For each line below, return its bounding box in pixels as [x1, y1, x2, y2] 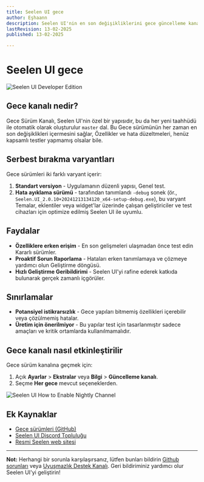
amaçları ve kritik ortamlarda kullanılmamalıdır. [15, 327, 131, 335]
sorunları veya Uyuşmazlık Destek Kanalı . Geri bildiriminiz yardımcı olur [6, 462, 184, 469]
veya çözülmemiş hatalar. [15, 314, 79, 322]
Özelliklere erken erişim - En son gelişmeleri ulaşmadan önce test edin [15, 242, 193, 249]
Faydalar [6, 226, 40, 236]
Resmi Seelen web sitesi [15, 438, 76, 445]
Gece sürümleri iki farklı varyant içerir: [6, 170, 102, 177]
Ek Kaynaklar [6, 409, 58, 419]
